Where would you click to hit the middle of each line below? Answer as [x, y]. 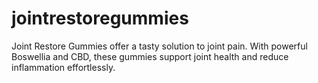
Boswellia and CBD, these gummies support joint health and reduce [150, 56]
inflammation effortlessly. [63, 67]
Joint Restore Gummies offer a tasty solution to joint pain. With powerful [159, 46]
